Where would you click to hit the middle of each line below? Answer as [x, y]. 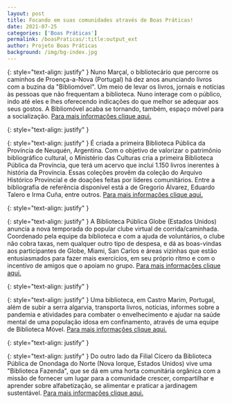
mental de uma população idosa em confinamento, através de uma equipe [113, 322]
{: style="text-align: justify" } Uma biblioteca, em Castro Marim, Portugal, [111, 299]
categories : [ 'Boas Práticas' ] [52, 33]
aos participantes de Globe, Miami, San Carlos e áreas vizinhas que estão [112, 251]
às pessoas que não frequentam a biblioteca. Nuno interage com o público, [115, 94]
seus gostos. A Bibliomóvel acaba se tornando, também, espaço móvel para [115, 109]
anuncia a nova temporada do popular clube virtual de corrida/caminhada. [113, 229]
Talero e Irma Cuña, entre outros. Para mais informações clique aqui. [105, 194]
